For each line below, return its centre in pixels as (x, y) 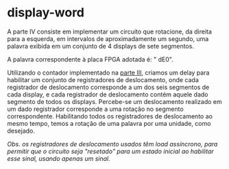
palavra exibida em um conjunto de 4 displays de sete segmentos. (100, 46)
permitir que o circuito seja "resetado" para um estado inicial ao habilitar (110, 151)
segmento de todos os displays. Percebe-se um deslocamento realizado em (114, 101)
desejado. (21, 131)
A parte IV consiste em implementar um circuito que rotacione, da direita (110, 31)
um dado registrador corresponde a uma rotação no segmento (95, 109)
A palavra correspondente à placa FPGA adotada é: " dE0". (90, 59)
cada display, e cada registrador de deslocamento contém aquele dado (108, 94)
